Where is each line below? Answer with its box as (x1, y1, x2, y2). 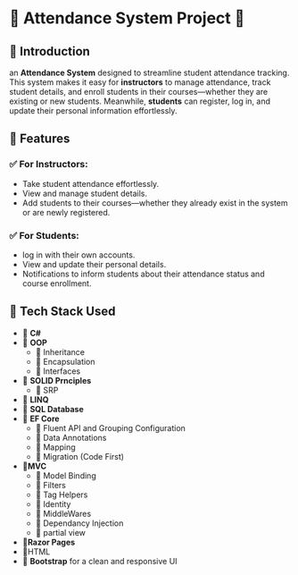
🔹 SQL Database (21, 403, 85, 414)
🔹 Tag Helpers (35, 489, 88, 500)
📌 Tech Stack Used (9, 304, 116, 319)
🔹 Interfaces (35, 366, 81, 376)
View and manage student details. (21, 188, 147, 199)
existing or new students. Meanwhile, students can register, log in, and (9, 96, 270, 106)
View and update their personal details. (21, 258, 167, 269)
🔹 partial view (35, 527, 87, 537)
